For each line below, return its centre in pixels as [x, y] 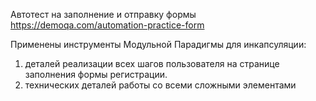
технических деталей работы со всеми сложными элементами [160, 85]
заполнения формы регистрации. [96, 74]
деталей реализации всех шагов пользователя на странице [152, 63]
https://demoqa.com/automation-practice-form [107, 25]
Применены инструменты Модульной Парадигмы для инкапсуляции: [158, 44]
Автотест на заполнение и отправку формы [103, 14]
